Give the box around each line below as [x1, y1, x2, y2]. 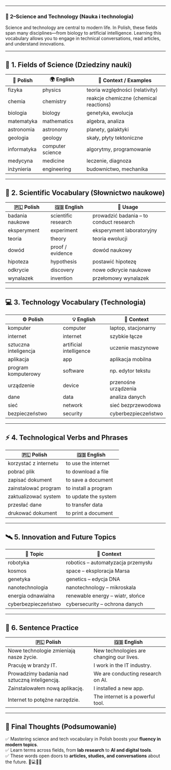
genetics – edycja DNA [66, 575, 121, 583]
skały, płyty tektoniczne [86, 134, 144, 141]
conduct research [92, 218, 135, 225]
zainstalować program [8, 485, 61, 492]
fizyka [8, 86, 23, 93]
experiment [50, 227, 78, 234]
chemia [8, 98, 25, 105]
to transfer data [66, 501, 103, 508]
